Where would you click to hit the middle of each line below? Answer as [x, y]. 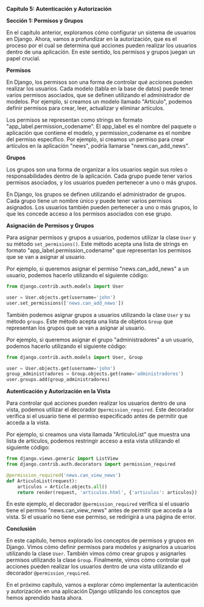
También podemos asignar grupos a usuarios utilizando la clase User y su [98, 314]
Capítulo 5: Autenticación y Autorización [59, 9]
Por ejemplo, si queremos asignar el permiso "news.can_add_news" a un [98, 269]
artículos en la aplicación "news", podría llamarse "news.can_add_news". [98, 146]
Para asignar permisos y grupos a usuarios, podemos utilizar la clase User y [101, 237]
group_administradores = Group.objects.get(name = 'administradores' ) [95, 374]
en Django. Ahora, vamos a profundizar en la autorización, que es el [92, 39]
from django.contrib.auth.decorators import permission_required [91, 464]
